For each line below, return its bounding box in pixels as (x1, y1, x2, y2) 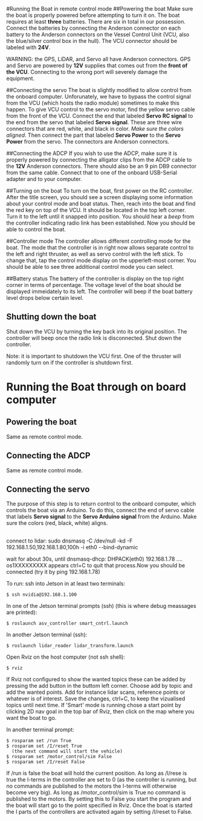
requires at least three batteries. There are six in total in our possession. (6, 18, 186, 25)
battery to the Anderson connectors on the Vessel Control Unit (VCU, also (6, 31, 190, 38)
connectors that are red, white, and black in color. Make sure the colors (6, 125, 184, 132)
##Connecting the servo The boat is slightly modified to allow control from (6, 87, 192, 93)
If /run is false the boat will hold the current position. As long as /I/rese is (6, 769, 187, 777)
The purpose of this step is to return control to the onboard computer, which (6, 500, 196, 507)
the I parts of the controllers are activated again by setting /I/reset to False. (6, 808, 193, 815)
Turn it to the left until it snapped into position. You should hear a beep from (6, 213, 195, 220)
